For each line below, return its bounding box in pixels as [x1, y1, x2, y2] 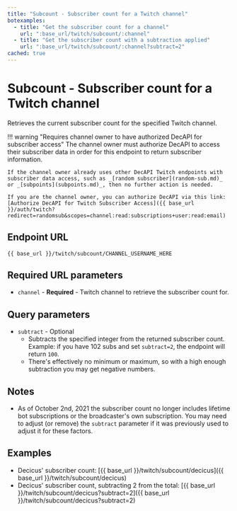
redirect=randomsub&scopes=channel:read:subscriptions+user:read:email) [7, 212, 226, 219]
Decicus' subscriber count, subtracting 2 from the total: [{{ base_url [17, 481, 216, 489]
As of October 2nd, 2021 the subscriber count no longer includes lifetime [17, 404, 231, 413]
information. [7, 155, 43, 163]
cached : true [7, 50, 46, 57]
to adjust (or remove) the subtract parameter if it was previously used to [17, 419, 229, 428]
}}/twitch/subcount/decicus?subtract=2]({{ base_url [17, 488, 170, 497]
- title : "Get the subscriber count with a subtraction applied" [13, 37, 211, 44]
